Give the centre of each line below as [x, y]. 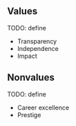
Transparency [37, 41]
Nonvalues [31, 77]
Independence [38, 48]
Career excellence [43, 107]
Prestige [29, 115]
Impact [27, 56]
